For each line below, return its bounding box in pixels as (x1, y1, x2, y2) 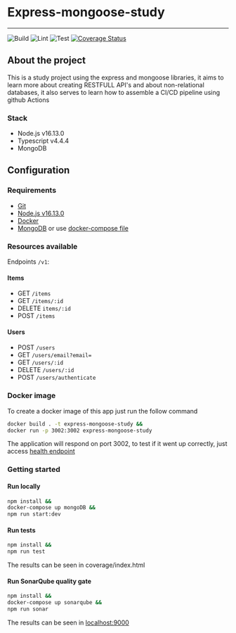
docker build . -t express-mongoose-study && (7, 420, 143, 428)
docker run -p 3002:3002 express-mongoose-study (7, 427, 152, 434)
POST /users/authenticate (17, 373, 96, 382)
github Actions (7, 96, 50, 104)
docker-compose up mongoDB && (7, 504, 96, 511)
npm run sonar (7, 606, 49, 613)
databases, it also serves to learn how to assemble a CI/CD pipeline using (7, 88, 221, 96)
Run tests (7, 525, 36, 535)
